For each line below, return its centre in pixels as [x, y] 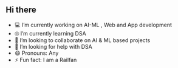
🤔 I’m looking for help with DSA [53, 46]
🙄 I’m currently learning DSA [50, 33]
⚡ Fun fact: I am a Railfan [46, 60]
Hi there [21, 10]
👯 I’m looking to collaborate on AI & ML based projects [82, 40]
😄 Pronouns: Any [36, 53]
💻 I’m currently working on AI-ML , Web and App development [93, 25]
